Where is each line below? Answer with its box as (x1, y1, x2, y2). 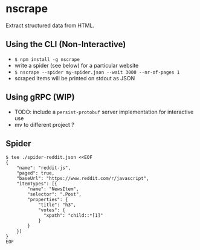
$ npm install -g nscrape (14, 56, 80, 62)
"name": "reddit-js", (16, 165, 71, 171)
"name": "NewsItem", (27, 186, 79, 192)
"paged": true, (16, 170, 55, 176)
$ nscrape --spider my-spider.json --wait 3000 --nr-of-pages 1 (14, 69, 180, 75)
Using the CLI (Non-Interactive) (5, 39, 126, 50)
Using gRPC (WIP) (5, 92, 75, 103)
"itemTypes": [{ (16, 181, 58, 187)
